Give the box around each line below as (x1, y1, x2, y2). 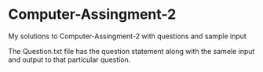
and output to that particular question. (8, 55, 131, 64)
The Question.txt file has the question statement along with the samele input (8, 46, 255, 56)
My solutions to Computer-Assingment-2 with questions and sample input (8, 31, 247, 41)
